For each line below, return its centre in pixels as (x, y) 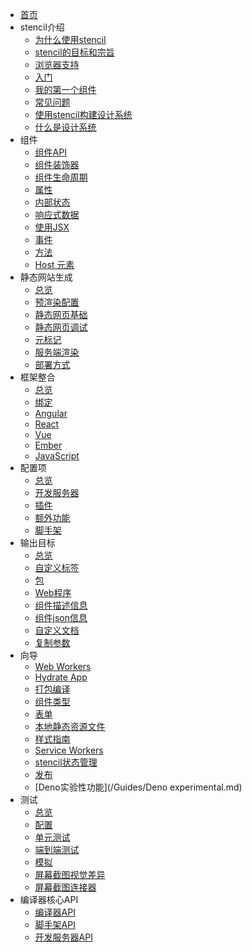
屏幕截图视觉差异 (70, 874)
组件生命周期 (61, 177)
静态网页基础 (61, 314)
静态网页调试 (61, 327)
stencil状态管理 (66, 762)
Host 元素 (54, 264)
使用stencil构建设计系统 (83, 114)
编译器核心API (49, 899)
